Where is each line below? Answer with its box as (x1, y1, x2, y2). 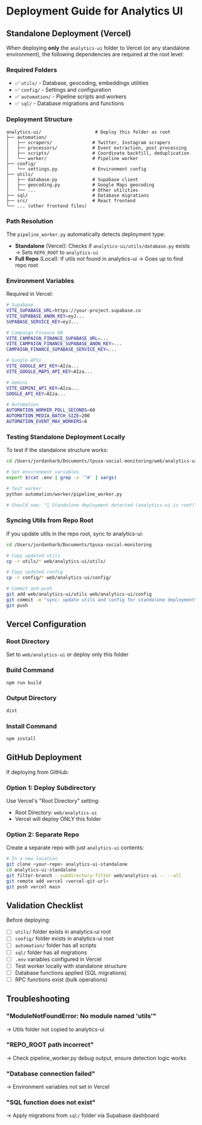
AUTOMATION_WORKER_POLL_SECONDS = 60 (6, 407, 96, 413)
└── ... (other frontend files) (6, 203, 87, 209)
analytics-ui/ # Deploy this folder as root (6, 129, 171, 135)
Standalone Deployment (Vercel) (6, 28, 131, 39)
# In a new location (6, 856, 58, 862)
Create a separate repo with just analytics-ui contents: (6, 844, 144, 852)
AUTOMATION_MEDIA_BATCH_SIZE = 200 (6, 413, 90, 419)
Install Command (6, 722, 57, 730)
